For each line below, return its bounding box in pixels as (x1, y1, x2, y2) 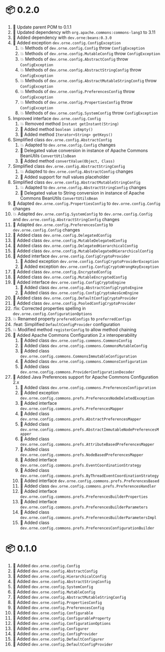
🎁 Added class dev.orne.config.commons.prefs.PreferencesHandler (20, 483, 156, 489)
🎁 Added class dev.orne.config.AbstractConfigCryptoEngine (20, 284, 143, 290)
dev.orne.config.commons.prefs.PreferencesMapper (20, 406, 124, 411)
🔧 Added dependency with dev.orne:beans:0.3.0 (12, 34, 112, 40)
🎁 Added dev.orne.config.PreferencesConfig (12, 604, 105, 610)
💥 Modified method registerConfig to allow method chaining (12, 326, 137, 332)
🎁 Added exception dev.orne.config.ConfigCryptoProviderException (20, 258, 159, 264)
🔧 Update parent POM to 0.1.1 (12, 24, 72, 30)
